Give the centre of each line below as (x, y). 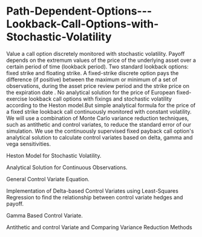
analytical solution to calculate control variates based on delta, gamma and (99, 137)
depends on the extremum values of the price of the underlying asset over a (101, 60)
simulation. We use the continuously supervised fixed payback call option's (100, 131)
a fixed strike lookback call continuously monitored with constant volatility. (99, 112)
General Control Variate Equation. (48, 179)
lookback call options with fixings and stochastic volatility (100, 99)
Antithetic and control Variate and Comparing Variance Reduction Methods (99, 227)
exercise (17, 99)
